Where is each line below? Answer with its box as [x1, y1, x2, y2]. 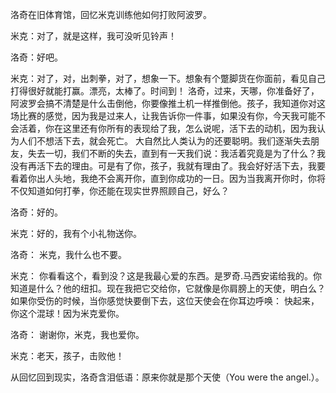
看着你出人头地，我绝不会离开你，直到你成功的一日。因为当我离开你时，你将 [10, 173, 326, 184]
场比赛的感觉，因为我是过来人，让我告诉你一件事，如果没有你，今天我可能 [10, 110, 317, 122]
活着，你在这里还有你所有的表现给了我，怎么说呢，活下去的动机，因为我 [18, 123, 317, 134]
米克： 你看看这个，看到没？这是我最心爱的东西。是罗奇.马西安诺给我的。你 [10, 270, 322, 282]
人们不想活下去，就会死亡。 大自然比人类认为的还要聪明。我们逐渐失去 [18, 135, 311, 147]
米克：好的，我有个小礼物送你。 [10, 228, 142, 239]
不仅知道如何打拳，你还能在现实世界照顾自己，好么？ [10, 185, 230, 197]
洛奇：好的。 [10, 206, 63, 218]
